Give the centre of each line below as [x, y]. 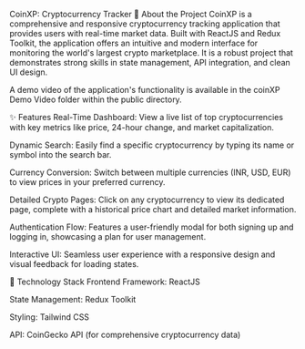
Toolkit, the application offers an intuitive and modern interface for [134, 43]
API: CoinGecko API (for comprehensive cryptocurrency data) [125, 334]
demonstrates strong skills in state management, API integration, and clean [150, 62]
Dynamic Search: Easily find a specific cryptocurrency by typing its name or [152, 145]
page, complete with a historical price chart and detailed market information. [153, 209]
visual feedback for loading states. [74, 264]
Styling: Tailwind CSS [49, 317]
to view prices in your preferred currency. [87, 182]
